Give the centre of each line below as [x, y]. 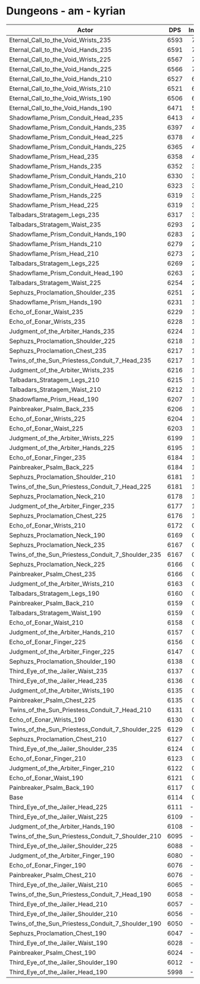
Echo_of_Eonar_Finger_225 [48, 642]
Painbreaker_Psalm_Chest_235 [53, 574]
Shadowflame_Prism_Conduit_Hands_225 [68, 146]
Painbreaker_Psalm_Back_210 [51, 603]
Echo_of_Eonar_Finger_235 [48, 457]
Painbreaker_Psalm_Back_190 [51, 787]
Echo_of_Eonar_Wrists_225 [47, 418]
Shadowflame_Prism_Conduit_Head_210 [66, 185]
